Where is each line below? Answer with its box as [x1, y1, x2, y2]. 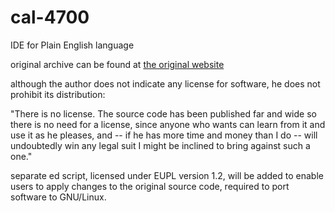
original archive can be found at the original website [10, 58, 225, 70]
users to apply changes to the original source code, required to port [10, 180, 290, 192]
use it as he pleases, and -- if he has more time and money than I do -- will [10, 129, 318, 141]
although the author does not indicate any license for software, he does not [10, 77, 321, 90]
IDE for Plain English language [10, 39, 135, 51]
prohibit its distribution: [10, 88, 106, 100]
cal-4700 [10, 6, 90, 29]
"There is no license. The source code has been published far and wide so [10, 107, 317, 120]
